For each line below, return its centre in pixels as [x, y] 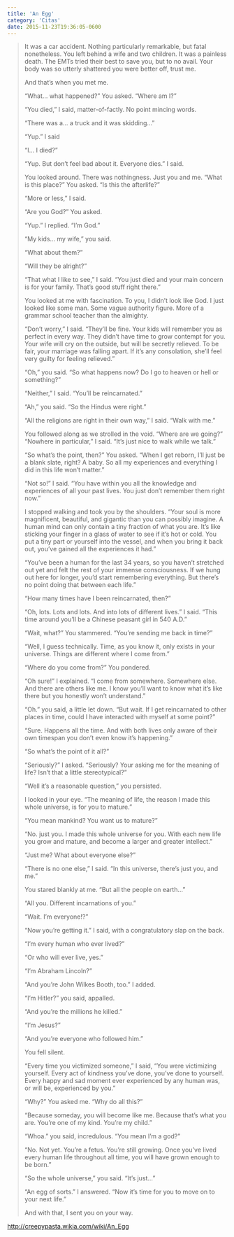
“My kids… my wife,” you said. [68, 239]
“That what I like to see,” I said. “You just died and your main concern [124, 280]
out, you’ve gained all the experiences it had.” [90, 549]
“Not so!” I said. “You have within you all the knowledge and [110, 483]
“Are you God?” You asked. [63, 212]
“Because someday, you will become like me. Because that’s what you [125, 1115]
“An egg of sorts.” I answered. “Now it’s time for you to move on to [119, 1192]
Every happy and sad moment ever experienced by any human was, [122, 1081]
